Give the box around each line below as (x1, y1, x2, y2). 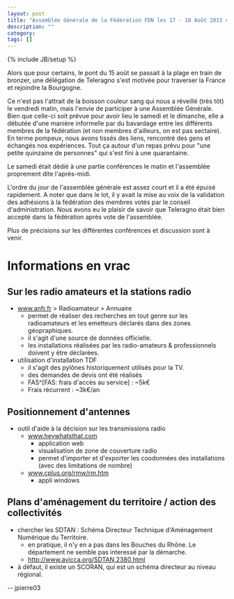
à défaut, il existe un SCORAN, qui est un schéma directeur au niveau (17, 562, 216, 571)
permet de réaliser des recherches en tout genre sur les (27, 311, 188, 320)
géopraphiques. (27, 327, 74, 335)
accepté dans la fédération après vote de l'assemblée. (7, 213, 163, 221)
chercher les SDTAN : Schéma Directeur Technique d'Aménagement (17, 525, 213, 534)
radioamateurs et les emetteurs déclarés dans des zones (27, 319, 192, 327)
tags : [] (7, 36, 33, 43)
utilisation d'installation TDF (17, 356, 97, 364)
